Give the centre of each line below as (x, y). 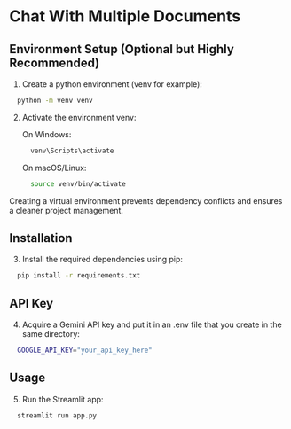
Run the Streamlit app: (63, 399)
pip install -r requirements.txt (79, 276)
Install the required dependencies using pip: (102, 260)
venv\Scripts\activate (72, 151)
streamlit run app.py (57, 415)
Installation (41, 238)
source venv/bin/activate (78, 183)
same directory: (51, 334)
